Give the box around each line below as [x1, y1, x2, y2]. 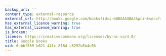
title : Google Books [5, 39, 48, 44]
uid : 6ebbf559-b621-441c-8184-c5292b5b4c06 [5, 43, 96, 48]
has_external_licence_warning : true [5, 20, 81, 26]
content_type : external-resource [5, 12, 74, 17]
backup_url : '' [5, 7, 37, 12]
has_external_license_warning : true [5, 25, 81, 30]
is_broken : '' [5, 30, 35, 35]
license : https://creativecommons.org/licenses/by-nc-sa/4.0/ [5, 35, 136, 39]
